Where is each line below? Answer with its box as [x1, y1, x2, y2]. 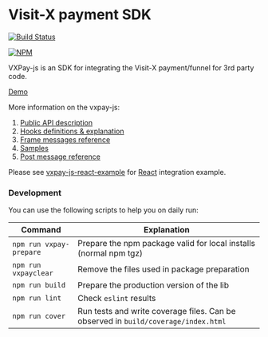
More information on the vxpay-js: [8, 102, 120, 112]
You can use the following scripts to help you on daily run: [8, 205, 199, 215]
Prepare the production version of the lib [77, 280, 230, 291]
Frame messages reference [19, 134, 111, 145]
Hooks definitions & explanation [19, 126, 124, 136]
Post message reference [19, 152, 101, 161]
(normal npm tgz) [77, 248, 144, 259]
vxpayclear [12, 269, 53, 278]
